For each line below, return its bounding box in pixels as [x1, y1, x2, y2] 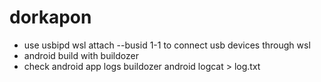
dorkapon [9, 6, 92, 29]
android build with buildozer [23, 49, 139, 61]
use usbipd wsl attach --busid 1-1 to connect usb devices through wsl [23, 39, 311, 51]
